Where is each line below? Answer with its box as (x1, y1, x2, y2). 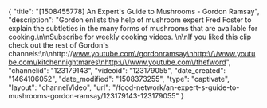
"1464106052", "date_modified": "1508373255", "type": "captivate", (8, 75, 230, 83)
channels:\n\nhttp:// (8, 49, 73, 58)
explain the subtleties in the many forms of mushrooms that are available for (8, 24, 258, 33)
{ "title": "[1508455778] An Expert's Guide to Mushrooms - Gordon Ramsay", (8, 7, 260, 16)
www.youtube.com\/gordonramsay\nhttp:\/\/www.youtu (72, 49, 256, 58)
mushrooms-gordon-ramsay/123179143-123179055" (8, 91, 179, 100)
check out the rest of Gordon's (8, 40, 109, 50)
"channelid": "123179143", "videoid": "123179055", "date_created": (8, 66, 226, 75)
